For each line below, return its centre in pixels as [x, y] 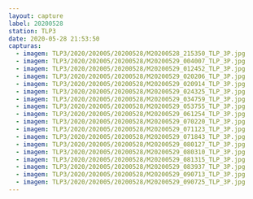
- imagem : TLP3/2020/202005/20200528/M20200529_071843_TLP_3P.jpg [131, 136]
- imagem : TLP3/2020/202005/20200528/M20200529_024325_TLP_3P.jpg [131, 91]
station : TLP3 [33, 31]
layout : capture [36, 16]
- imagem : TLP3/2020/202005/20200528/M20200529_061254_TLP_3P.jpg [131, 115]
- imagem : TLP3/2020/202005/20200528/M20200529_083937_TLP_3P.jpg [131, 167]
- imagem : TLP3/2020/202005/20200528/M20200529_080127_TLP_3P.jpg [131, 144]
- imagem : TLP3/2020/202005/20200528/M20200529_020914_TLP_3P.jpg [131, 84]
